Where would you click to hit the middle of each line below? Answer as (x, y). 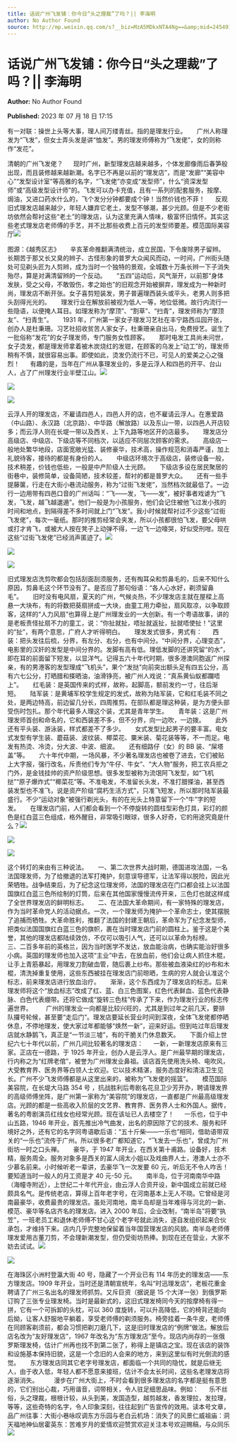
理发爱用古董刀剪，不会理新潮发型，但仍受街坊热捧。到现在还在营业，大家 (115, 1238)
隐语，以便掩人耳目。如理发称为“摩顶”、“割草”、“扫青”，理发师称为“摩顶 (119, 311)
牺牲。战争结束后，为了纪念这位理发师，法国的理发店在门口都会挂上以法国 (121, 885)
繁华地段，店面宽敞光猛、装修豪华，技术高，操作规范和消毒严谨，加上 (128, 449)
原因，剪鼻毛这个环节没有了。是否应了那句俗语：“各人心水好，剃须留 (108, 588)
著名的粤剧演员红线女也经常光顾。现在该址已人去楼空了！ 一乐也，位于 (115, 1114)
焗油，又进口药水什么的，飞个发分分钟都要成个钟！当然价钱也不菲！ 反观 (117, 199)
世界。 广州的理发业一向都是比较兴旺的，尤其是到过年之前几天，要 (116, 1009)
